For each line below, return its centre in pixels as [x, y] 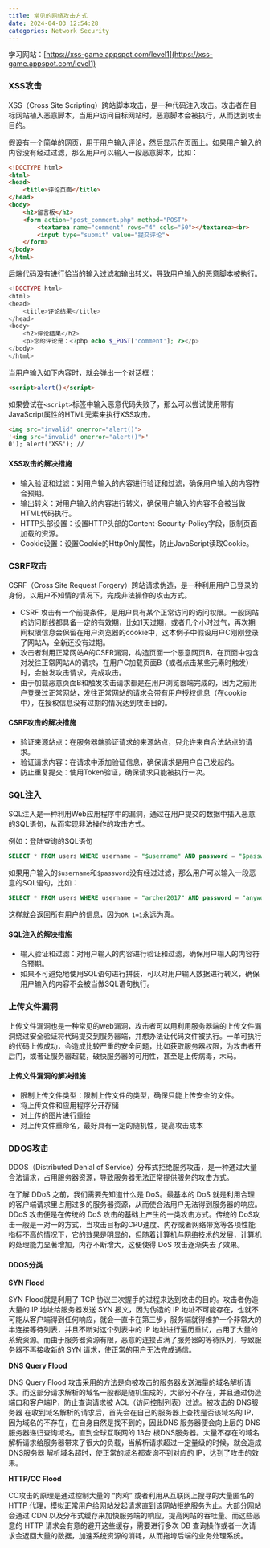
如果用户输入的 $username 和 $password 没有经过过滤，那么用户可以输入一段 [129, 873]
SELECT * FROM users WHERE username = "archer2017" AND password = [124, 898]
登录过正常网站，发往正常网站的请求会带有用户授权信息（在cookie [137, 692]
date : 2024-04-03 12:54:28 [53, 23]
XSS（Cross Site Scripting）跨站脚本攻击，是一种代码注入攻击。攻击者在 [129, 105]
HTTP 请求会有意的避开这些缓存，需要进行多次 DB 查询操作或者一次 [136, 1525]
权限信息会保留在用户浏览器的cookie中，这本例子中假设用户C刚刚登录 [143, 632]
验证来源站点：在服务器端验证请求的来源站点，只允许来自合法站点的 [133, 742]
